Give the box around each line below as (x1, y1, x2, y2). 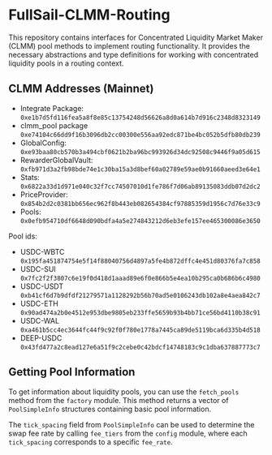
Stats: (19, 172, 41, 182)
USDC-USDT (19, 281, 64, 291)
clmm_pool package (19, 120, 89, 131)
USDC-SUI (19, 264, 57, 273)
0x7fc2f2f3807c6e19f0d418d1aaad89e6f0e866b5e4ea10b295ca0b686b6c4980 (19, 274, 261, 282)
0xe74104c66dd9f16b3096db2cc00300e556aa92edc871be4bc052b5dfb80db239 (19, 131, 261, 139)
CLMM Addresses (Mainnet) (8, 82, 154, 96)
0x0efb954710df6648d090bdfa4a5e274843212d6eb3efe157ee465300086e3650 (19, 217, 261, 225)
